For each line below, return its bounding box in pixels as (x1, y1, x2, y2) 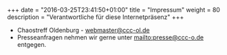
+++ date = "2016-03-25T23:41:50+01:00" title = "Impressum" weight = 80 (7, 6, 220, 14)
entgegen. (17, 41, 47, 48)
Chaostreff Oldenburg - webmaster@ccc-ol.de (17, 26, 150, 34)
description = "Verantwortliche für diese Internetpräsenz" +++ (7, 13, 184, 21)
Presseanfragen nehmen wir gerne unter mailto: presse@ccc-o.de (17, 33, 204, 41)
